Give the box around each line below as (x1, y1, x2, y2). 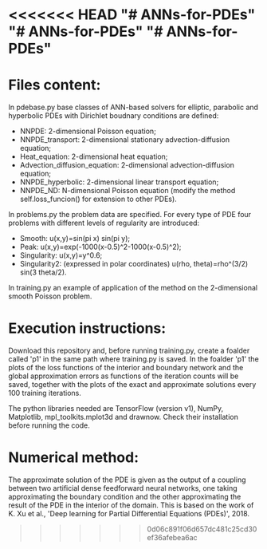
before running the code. (8, 421, 90, 430)
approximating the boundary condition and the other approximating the (8, 492, 241, 501)
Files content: (8, 76, 101, 94)
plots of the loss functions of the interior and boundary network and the (8, 363, 244, 373)
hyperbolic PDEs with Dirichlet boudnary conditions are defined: (8, 111, 219, 120)
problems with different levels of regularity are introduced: (8, 218, 200, 228)
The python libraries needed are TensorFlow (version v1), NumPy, (8, 404, 224, 413)
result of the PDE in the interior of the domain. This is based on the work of (8, 500, 254, 510)
